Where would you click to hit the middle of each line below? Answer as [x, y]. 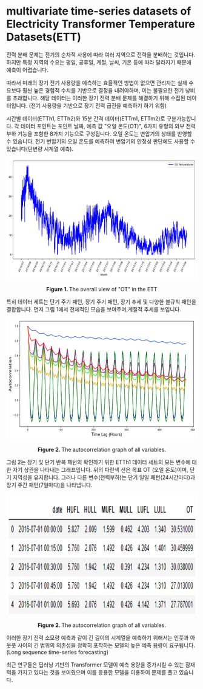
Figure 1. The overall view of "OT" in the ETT [102, 289]
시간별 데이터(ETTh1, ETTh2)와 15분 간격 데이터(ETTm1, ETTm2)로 [86, 118]
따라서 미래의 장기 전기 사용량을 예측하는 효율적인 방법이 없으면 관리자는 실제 [97, 83]
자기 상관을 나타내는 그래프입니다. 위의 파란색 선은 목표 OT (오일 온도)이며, [101, 469]
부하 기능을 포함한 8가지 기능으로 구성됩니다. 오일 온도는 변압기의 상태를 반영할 [99, 133]
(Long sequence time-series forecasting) [58, 652]
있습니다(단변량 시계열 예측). [40, 149]
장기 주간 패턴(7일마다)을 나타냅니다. [49, 485]
